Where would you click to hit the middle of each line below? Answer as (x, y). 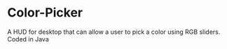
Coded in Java (28, 39)
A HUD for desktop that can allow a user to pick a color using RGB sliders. (114, 32)
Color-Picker (45, 13)
